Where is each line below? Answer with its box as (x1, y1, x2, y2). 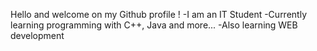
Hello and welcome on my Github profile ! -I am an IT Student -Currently (10, 9, 307, 20)
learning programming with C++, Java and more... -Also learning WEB (10, 19, 298, 31)
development (10, 30, 65, 41)
